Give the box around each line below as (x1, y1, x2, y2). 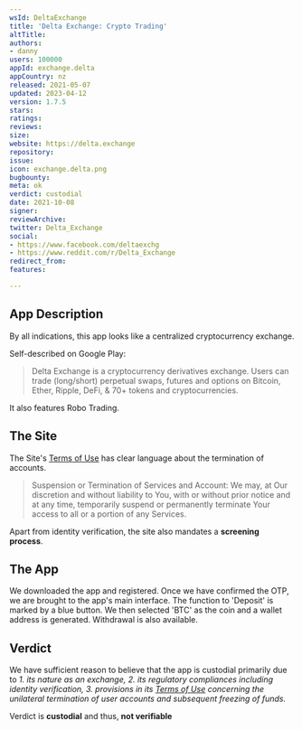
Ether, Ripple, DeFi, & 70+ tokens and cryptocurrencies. (31, 385, 239, 396)
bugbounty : (9, 173, 51, 182)
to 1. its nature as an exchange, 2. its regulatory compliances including (9, 674, 274, 685)
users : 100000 (9, 55, 63, 64)
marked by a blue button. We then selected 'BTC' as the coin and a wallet (9, 604, 283, 615)
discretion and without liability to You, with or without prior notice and (31, 489, 291, 500)
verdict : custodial (9, 190, 83, 199)
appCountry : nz (9, 72, 67, 81)
